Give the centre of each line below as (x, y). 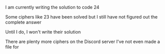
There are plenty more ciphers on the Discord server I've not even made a (83, 41)
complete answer (23, 22)
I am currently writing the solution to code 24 (53, 7)
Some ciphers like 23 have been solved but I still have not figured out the (81, 17)
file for (12, 47)
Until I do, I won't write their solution (43, 32)
